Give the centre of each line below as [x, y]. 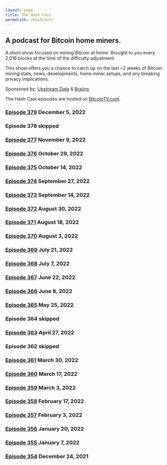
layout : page [19, 10]
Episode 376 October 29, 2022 [44, 153]
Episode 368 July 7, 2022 [38, 264]
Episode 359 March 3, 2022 [41, 387]
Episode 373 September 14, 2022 [48, 195]
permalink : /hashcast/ [30, 20]
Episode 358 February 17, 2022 [45, 401]
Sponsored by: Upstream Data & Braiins [47, 89]
